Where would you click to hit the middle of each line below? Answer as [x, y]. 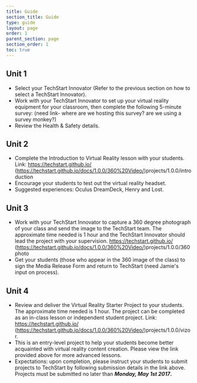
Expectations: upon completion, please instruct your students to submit [101, 361]
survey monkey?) [36, 119]
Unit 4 [18, 291]
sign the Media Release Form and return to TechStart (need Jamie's [97, 266]
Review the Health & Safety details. [57, 126]
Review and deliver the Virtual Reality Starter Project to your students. [99, 305]
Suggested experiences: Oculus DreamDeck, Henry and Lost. [89, 190]
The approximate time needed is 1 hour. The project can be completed [100, 311]
